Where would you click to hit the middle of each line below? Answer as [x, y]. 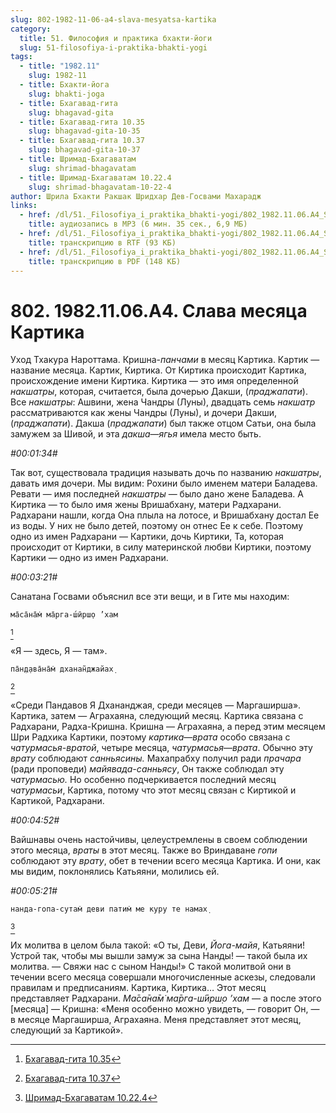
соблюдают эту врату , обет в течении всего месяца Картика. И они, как [165, 861]
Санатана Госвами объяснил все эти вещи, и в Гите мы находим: [150, 597]
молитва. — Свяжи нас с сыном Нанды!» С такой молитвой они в [151, 967]
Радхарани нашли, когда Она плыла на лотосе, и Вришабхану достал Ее [165, 515]
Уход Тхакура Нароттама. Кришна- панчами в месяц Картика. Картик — [165, 360]
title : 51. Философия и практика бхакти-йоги [116, 38]
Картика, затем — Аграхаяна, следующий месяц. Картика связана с [157, 716]
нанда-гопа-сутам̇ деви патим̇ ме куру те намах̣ [109, 909]
